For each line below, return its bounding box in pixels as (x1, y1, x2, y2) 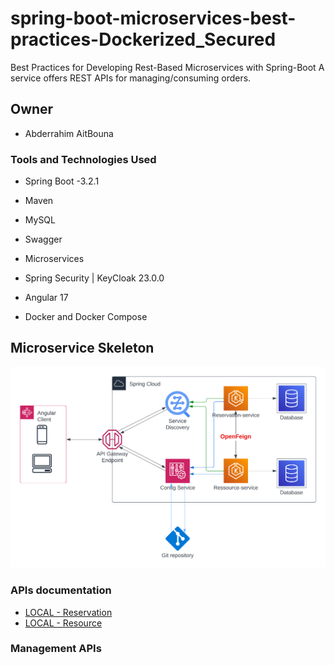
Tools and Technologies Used (10, 152, 157, 166)
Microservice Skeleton (10, 340, 155, 357)
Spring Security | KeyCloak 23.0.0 (24, 272, 165, 284)
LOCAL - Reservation (24, 606, 113, 618)
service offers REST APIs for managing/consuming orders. (10, 72, 252, 84)
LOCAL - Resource (24, 617, 103, 629)
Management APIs (10, 642, 102, 656)
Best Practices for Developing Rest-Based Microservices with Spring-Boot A (10, 61, 325, 73)
